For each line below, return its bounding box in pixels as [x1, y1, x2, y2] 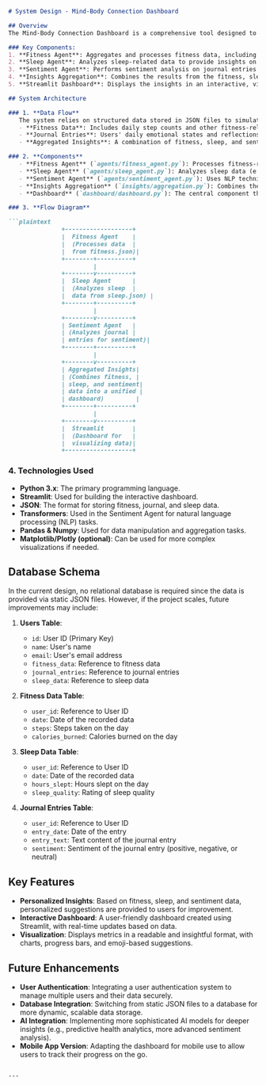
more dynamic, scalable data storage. [19, 1007, 143, 1017]
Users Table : [19, 618, 63, 628]
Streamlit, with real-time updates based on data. [19, 922, 177, 931]
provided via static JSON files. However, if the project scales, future [8, 594, 230, 604]
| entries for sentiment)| [61, 336, 150, 344]
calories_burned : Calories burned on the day [31, 732, 178, 741]
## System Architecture [8, 94, 87, 102]
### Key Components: [8, 44, 77, 52]
